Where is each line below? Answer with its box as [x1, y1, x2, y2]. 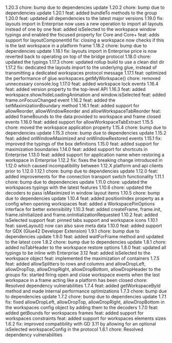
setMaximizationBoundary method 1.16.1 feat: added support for [5, 103, 140, 108]
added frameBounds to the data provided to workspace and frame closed [5, 113, 161, 120]
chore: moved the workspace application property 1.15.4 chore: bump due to [5, 124, 167, 130]
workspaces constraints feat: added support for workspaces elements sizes [5, 315, 166, 321]
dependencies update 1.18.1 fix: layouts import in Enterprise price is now [5, 48, 157, 54]
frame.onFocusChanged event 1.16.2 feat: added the [5, 97, 116, 103]
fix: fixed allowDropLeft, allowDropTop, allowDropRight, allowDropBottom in [5, 299, 165, 305]
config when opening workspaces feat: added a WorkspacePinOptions [5, 201, 155, 207]
